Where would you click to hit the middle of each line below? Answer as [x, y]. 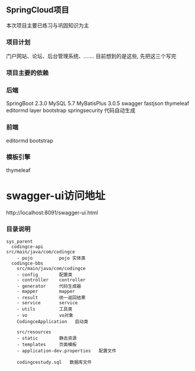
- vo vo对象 [45, 315]
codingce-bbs [27, 263]
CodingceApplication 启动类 [53, 322]
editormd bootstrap [30, 141]
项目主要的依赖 [27, 73]
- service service [47, 303]
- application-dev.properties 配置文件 [67, 351]
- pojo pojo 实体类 [51, 258]
